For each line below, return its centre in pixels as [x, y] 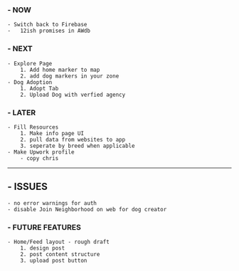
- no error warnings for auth [52, 203]
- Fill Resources [33, 127]
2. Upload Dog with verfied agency [73, 95]
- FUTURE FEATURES [44, 227]
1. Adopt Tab [39, 88]
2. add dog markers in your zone [70, 76]
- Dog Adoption [30, 82]
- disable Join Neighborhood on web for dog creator [87, 209]
